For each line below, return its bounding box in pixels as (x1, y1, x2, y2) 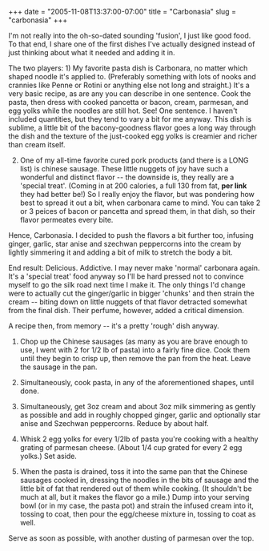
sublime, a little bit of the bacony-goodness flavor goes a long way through (8, 123, 256, 132)
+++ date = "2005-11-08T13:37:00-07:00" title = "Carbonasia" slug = (8, 7, 236, 16)
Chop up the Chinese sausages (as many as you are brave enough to (19, 336, 248, 346)
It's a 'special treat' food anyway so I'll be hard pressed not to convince (8, 271, 244, 281)
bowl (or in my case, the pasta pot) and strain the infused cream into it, (19, 501, 255, 510)
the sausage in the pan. (19, 362, 98, 372)
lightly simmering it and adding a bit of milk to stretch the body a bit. (8, 247, 234, 257)
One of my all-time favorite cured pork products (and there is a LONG (19, 155, 249, 165)
